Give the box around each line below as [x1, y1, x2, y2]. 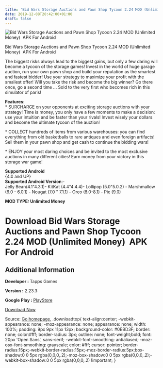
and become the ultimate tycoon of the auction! [5, 119, 100, 125]
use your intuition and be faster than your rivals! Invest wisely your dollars [5, 115, 153, 120]
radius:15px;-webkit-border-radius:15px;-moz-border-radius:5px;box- [5, 347, 145, 353]
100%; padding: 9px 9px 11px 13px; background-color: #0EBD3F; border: [5, 326, 151, 333]
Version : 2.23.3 [5, 288, 38, 294]
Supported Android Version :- [5, 179, 65, 184]
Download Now [5, 307, 36, 313]
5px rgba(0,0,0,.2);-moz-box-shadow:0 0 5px [30, 352, 121, 358]
